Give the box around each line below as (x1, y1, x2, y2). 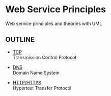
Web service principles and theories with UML (5, 20, 102, 27)
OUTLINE (5, 35, 35, 44)
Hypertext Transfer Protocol (12, 85, 72, 91)
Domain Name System (12, 69, 60, 76)
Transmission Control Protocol (12, 54, 76, 60)
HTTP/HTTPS (12, 79, 42, 85)
